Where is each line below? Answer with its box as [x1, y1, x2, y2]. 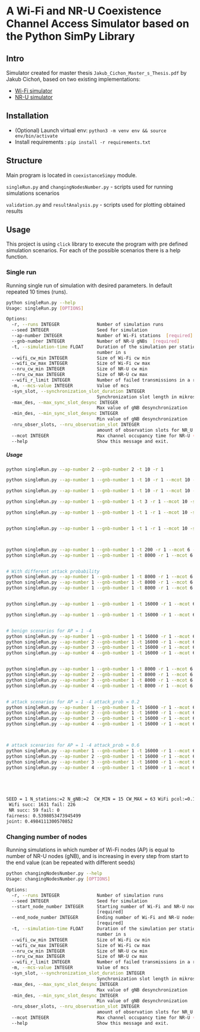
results [6, 207, 23, 215]
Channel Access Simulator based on [6, 17, 189, 30]
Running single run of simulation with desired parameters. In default [6, 282, 173, 289]
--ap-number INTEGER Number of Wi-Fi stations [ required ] [11, 333, 193, 339]
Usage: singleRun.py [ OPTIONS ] [6, 305, 84, 312]
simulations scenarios [6, 190, 60, 197]
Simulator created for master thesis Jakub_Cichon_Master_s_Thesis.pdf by [6, 69, 187, 76]
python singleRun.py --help [6, 300, 76, 306]
